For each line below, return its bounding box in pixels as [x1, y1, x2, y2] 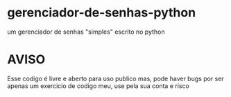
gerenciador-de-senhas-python [7, 5, 196, 21]
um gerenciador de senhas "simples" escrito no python [7, 28, 165, 36]
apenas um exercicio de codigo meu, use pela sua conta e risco [7, 81, 189, 90]
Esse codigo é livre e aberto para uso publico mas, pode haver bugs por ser [7, 74, 224, 83]
